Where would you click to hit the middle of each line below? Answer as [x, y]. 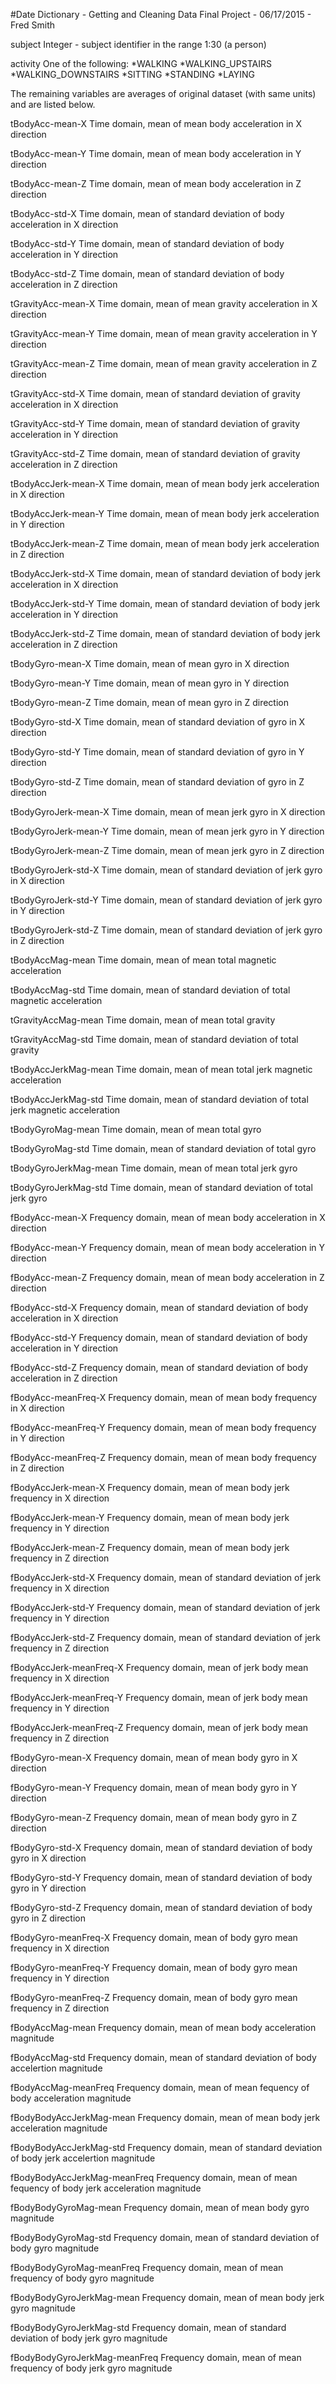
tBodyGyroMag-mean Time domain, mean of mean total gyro [136, 1129]
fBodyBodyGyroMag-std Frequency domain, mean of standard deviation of [165, 2237]
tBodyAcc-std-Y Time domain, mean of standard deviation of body [147, 243]
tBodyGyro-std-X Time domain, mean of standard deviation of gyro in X [158, 722]
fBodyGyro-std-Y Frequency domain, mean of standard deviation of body [161, 1877]
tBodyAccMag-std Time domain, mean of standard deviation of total [150, 990]
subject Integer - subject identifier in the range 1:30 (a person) [138, 44]
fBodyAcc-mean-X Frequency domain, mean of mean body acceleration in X [168, 1217]
